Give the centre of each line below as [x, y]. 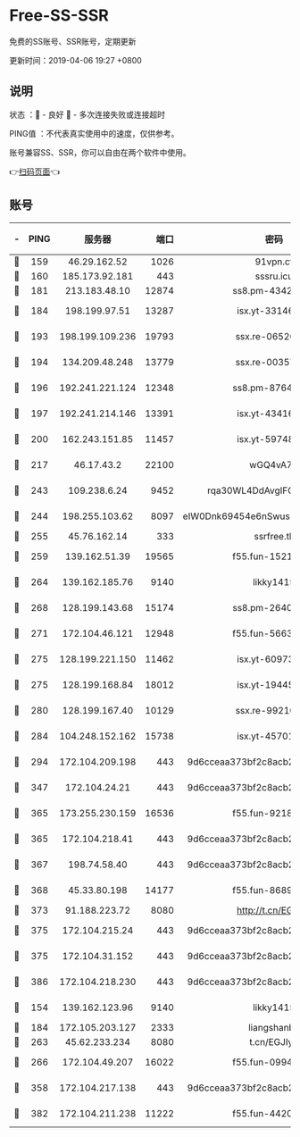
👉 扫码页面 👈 [35, 171]
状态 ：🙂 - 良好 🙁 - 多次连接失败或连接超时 [87, 114]
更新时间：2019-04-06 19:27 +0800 [76, 60]
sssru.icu [274, 276]
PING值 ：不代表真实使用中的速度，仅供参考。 [94, 133]
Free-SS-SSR [59, 16]
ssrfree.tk [274, 536]
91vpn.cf [274, 262]
